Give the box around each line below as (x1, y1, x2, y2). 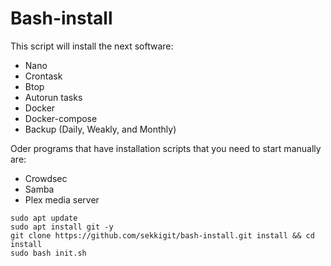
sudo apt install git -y (10, 222, 114, 232)
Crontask (24, 70, 63, 82)
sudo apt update (10, 213, 78, 223)
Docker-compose (24, 112, 98, 124)
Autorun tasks (24, 91, 83, 103)
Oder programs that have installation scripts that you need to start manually (10, 142, 322, 154)
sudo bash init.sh (10, 248, 87, 258)
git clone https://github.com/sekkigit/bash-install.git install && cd (10, 230, 315, 241)
